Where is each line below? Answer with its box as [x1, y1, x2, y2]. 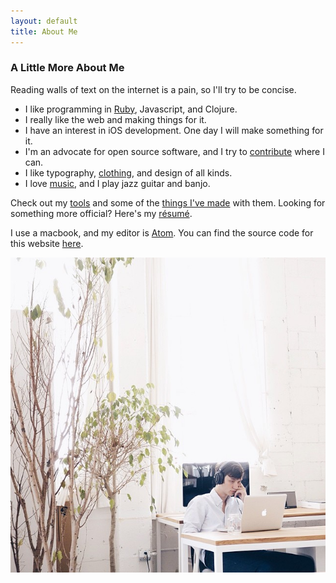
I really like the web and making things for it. [24, 113, 207, 125]
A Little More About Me [10, 61, 125, 75]
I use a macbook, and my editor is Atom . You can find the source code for [10, 226, 314, 239]
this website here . [10, 237, 84, 249]
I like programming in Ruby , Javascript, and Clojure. [24, 103, 238, 115]
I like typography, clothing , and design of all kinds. [24, 166, 233, 179]
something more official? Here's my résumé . [10, 207, 193, 219]
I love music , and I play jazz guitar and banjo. [24, 177, 211, 189]
